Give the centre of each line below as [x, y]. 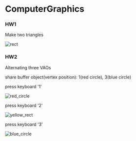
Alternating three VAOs [28, 67]
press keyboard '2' [24, 105]
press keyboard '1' [24, 86]
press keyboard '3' [24, 124]
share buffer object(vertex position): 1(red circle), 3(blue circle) [68, 77]
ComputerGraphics [45, 9]
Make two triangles [24, 35]
